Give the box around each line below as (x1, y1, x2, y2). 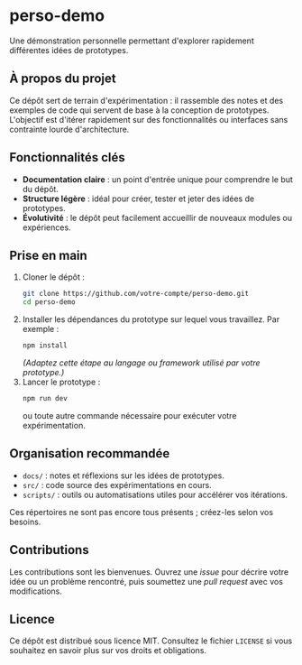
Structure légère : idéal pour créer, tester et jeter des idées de (22, 193, 255, 204)
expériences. (22, 222, 71, 233)
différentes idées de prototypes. (9, 44, 129, 55)
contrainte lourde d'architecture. (9, 124, 130, 134)
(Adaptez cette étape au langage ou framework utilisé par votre (22, 357, 261, 368)
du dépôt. (22, 183, 59, 194)
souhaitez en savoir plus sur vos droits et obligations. (9, 645, 207, 656)
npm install (22, 341, 68, 350)
